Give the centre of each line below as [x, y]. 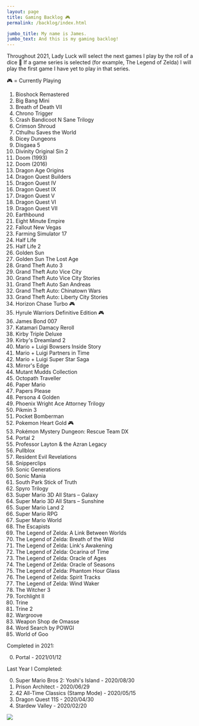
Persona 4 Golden [37, 398]
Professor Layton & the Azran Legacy [61, 444]
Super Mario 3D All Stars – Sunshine [60, 501]
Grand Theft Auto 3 [39, 265]
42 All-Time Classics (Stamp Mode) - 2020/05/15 [75, 693]
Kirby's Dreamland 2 [40, 340]
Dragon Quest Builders [43, 177]
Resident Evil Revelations [46, 457]
